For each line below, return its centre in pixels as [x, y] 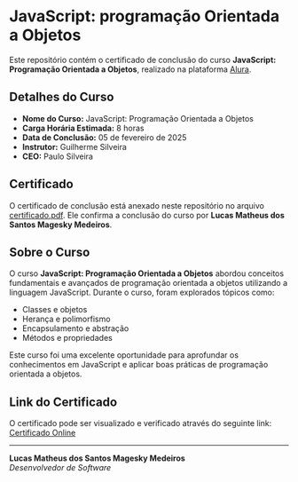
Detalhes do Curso [62, 97]
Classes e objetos [55, 310]
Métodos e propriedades [67, 338]
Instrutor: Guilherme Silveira [74, 146]
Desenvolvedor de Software [60, 468]
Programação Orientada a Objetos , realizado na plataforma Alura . [130, 69]
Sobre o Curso [50, 252]
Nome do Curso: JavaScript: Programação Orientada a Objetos [138, 118]
